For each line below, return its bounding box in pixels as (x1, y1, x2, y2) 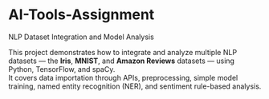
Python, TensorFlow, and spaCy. (8, 64, 116, 73)
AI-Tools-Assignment (8, 6, 155, 24)
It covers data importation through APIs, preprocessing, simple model (8, 73, 238, 82)
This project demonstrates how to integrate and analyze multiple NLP (8, 47, 238, 57)
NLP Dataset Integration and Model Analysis (8, 32, 154, 42)
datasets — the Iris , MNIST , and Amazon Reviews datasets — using (8, 56, 235, 65)
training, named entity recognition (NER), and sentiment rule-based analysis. (8, 81, 262, 91)
